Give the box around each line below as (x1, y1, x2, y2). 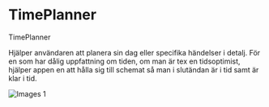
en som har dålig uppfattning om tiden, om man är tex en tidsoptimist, (8, 56, 241, 66)
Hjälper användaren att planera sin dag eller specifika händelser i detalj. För (8, 47, 261, 57)
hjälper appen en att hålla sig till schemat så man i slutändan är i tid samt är (8, 64, 259, 74)
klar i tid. (8, 73, 38, 83)
